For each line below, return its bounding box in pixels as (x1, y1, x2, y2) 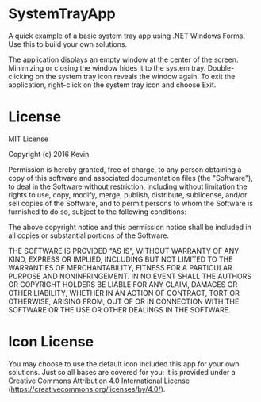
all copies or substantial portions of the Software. (8, 231, 169, 240)
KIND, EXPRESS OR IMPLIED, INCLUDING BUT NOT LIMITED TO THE (8, 255, 233, 264)
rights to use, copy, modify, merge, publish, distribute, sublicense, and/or (8, 190, 248, 199)
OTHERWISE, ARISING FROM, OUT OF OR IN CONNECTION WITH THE (8, 297, 240, 306)
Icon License (8, 333, 94, 351)
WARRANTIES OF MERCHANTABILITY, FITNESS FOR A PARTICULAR (8, 262, 232, 272)
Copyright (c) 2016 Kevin (8, 149, 90, 159)
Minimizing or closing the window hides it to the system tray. (8, 63, 206, 72)
